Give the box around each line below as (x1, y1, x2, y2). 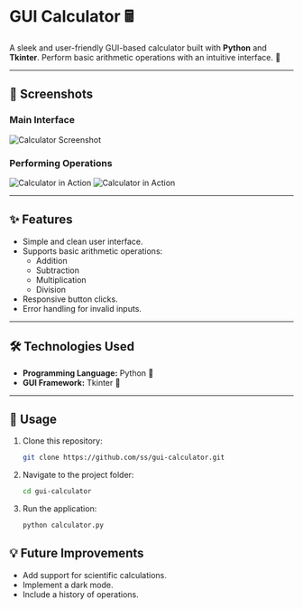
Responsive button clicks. (22, 294, 119, 304)
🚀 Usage (9, 411, 57, 426)
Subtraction (35, 265, 79, 276)
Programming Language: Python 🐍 (22, 367, 154, 379)
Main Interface (9, 114, 75, 126)
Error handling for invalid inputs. (22, 303, 142, 314)
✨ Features (9, 212, 73, 228)
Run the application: (22, 503, 97, 514)
